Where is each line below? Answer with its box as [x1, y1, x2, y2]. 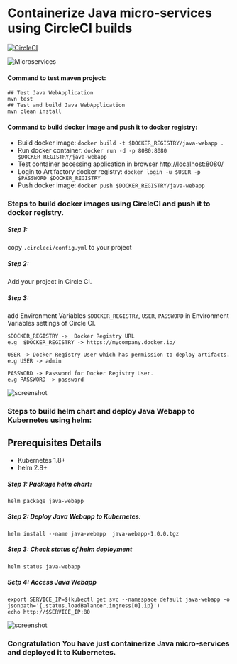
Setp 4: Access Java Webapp [7, 578, 97, 587]
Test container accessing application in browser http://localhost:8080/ [17, 160, 224, 168]
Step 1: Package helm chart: [7, 480, 92, 488]
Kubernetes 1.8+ [17, 455, 66, 464]
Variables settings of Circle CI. [7, 319, 96, 328]
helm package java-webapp [7, 497, 84, 504]
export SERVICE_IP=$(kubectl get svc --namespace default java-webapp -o [7, 596, 231, 603]
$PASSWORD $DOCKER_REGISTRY [17, 175, 101, 182]
